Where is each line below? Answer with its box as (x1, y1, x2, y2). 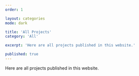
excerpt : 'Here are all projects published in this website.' (5, 43, 136, 48)
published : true (5, 52, 38, 57)
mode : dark (5, 21, 28, 25)
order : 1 (5, 7, 23, 12)
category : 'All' (5, 34, 38, 39)
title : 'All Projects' (5, 29, 52, 34)
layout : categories (5, 16, 45, 21)
